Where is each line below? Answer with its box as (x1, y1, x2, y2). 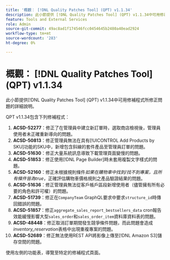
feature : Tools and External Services (6, 17, 87, 22)
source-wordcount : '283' (6, 36, 58, 41)
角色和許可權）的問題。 (22, 188, 71, 194)
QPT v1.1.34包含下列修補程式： (6, 114, 70, 120)
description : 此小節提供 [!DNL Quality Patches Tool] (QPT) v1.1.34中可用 (6, 12, 160, 17)
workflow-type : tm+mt (6, 31, 51, 36)
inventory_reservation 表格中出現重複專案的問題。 (13, 226, 116, 232)
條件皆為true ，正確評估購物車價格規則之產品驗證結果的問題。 (17, 175, 146, 181)
